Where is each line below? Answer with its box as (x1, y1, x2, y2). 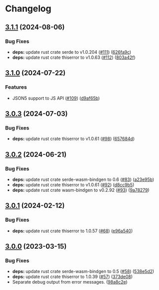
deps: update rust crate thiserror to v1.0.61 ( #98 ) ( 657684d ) (12, 136, 135, 142)
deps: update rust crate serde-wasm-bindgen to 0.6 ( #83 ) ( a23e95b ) (12, 176, 155, 182)
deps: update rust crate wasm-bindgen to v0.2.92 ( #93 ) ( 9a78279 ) (12, 187, 150, 193)
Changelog (5, 3, 52, 14)
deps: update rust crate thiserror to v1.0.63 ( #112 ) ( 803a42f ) (12, 54, 136, 60)
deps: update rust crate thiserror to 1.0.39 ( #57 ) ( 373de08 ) (12, 274, 133, 280)
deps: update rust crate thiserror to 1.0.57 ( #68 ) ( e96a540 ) (12, 228, 133, 234)
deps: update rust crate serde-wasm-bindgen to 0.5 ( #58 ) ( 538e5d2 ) (12, 269, 155, 275)
